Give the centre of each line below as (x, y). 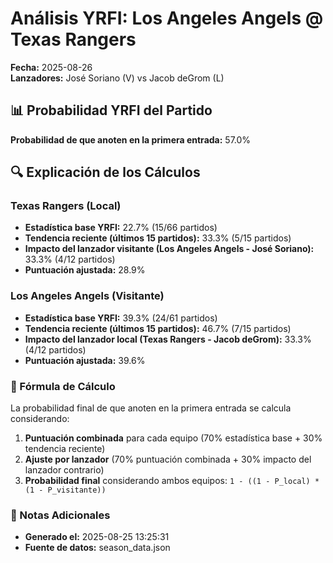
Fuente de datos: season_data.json (97, 548)
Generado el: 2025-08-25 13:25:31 (97, 537)
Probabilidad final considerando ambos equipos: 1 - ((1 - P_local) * (172, 481)
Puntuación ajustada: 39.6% (85, 360)
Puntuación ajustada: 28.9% (85, 270)
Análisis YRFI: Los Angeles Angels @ (167, 18)
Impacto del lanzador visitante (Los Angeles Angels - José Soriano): (169, 249)
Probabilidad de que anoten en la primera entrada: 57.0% (131, 139)
